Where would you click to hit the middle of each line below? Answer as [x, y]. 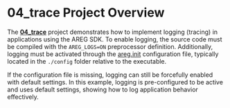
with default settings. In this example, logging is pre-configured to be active [115, 82]
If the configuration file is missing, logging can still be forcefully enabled [110, 75]
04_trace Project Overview [86, 13]
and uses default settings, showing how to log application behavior [103, 89]
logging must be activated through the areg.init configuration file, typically [113, 54]
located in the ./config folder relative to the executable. [87, 61]
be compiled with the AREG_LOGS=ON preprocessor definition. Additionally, [110, 46]
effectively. [23, 97]
